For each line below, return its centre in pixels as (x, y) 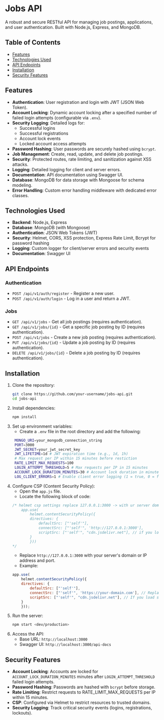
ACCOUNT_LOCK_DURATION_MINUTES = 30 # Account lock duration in (79, 472)
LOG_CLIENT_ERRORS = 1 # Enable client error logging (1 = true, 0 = (84, 477)
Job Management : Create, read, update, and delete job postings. (78, 154)
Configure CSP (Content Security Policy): (53, 486)
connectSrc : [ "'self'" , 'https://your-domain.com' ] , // (88, 593)
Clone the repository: (33, 385)
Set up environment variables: (42, 426)
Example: (29, 566)
